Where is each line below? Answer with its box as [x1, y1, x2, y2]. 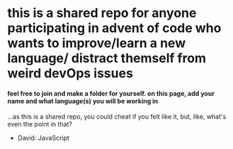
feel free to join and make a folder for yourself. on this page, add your [7, 89, 215, 97]
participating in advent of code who [7, 20, 222, 36]
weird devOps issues [7, 65, 133, 82]
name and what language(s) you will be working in [7, 96, 159, 105]
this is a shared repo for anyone [7, 5, 197, 21]
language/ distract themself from [7, 50, 207, 67]
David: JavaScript [17, 133, 69, 143]
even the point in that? [7, 120, 73, 128]
